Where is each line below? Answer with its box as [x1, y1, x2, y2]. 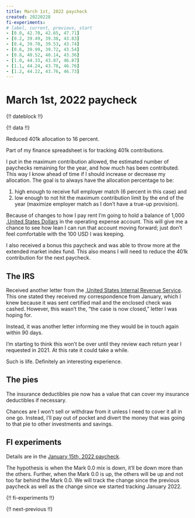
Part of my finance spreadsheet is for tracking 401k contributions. [6, 147, 165, 154]
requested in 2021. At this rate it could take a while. [6, 347, 130, 354]
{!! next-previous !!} [6, 505, 53, 512]
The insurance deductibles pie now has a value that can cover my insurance [6, 390, 190, 398]
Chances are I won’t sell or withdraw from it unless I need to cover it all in [6, 408, 182, 415]
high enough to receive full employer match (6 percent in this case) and [14, 188, 187, 195]
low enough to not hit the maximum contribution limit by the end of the [14, 194, 184, 202]
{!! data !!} [6, 124, 30, 132]
